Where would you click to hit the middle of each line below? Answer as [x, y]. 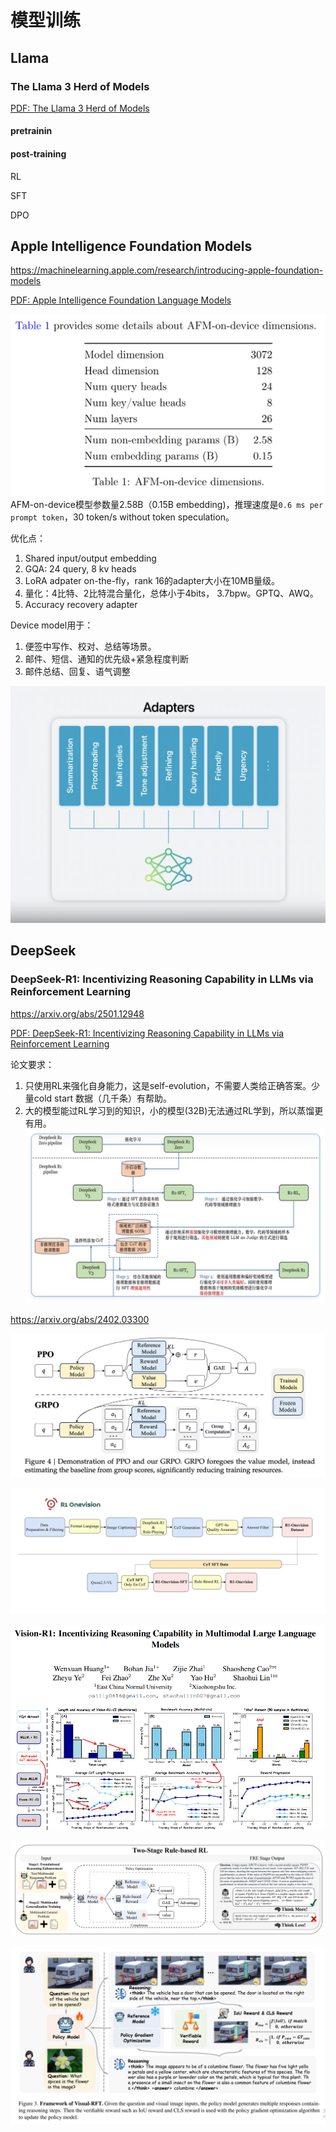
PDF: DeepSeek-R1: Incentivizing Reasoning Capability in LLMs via [147, 1033]
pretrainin [31, 131]
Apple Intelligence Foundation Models [131, 246]
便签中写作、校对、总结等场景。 [90, 647]
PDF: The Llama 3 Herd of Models [80, 108]
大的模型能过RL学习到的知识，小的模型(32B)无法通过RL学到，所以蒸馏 [169, 1110]
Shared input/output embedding [90, 558]
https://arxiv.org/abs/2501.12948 [77, 1013]
